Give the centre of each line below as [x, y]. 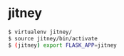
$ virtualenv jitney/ [40, 32]
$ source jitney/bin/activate [53, 38]
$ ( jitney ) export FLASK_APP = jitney [62, 45]
